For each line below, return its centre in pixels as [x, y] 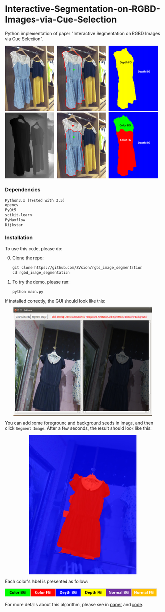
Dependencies [23, 189]
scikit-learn [18, 215]
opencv [12, 205]
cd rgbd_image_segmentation [41, 273]
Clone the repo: [28, 258]
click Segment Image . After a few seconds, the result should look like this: [78, 428]
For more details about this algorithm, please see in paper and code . [74, 604]
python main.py [28, 291]
